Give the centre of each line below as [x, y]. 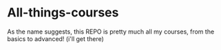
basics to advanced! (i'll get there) [56, 38]
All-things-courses [63, 13]
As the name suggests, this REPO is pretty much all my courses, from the [111, 32]
